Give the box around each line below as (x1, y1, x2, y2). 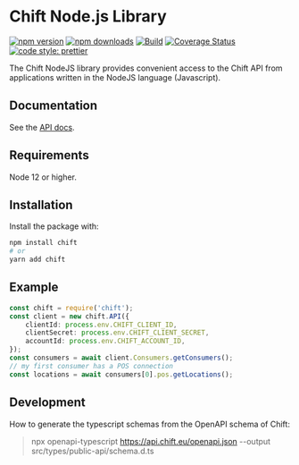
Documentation (9, 98, 98, 114)
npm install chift (9, 239, 78, 248)
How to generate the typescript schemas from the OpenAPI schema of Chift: (9, 418, 290, 429)
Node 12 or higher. (9, 172, 78, 182)
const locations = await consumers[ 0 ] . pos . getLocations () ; (9, 369, 234, 379)
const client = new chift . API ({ (9, 311, 129, 321)
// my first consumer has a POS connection (9, 361, 174, 370)
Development (9, 395, 87, 410)
